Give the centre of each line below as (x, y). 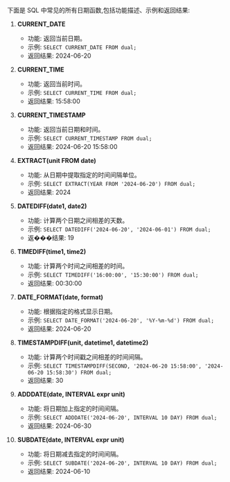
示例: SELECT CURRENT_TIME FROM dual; (82, 93)
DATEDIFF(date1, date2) (52, 206)
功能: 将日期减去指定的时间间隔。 (75, 454)
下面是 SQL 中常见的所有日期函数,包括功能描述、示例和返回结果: (99, 10)
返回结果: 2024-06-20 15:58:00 (72, 147)
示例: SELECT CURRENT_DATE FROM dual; (82, 47)
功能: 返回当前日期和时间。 (66, 129)
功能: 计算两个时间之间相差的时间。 (78, 266)
